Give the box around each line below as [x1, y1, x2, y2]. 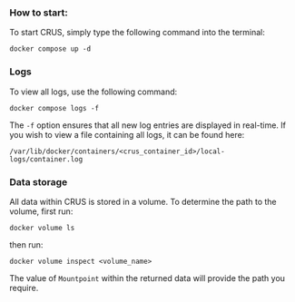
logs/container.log [9, 154, 84, 164]
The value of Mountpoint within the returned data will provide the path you [9, 272, 286, 283]
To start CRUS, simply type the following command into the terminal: [9, 27, 266, 38]
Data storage [9, 175, 68, 188]
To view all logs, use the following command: [9, 86, 178, 97]
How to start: [9, 6, 68, 19]
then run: [9, 239, 44, 250]
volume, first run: [9, 206, 74, 217]
